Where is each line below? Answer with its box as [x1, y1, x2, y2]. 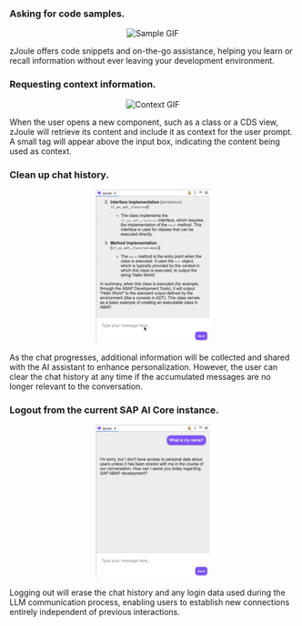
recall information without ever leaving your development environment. [9, 56, 275, 67]
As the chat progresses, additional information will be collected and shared [9, 352, 290, 363]
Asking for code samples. [9, 7, 126, 20]
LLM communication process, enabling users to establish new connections [9, 597, 290, 608]
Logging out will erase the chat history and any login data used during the [9, 587, 287, 599]
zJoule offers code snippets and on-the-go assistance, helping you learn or [9, 46, 293, 56]
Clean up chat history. [9, 168, 109, 180]
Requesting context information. [9, 78, 156, 91]
